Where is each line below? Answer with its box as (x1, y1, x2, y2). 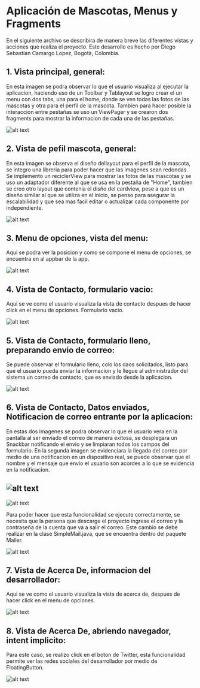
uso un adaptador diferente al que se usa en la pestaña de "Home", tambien (6, 179, 193, 186)
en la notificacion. (6, 466, 50, 473)
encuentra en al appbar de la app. (6, 255, 90, 262)
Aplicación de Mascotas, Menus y (6, 4, 178, 18)
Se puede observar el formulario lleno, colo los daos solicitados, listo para (6, 361, 189, 368)
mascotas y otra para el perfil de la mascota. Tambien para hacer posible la (6, 102, 192, 109)
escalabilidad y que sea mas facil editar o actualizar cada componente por (6, 198, 189, 205)
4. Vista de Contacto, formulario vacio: (6, 284, 153, 294)
